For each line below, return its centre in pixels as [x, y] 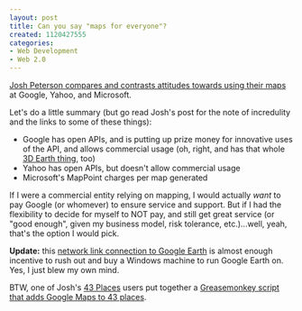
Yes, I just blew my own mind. [64, 270]
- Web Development [44, 51]
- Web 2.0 [28, 59]
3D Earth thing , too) [59, 158]
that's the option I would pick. [64, 233]
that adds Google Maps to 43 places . [78, 297]
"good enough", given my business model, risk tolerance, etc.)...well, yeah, [148, 224]
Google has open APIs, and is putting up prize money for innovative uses [157, 139]
